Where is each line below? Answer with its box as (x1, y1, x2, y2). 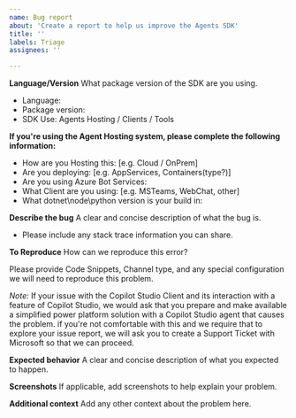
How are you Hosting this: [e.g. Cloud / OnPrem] (21, 158, 199, 168)
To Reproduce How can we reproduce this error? (9, 247, 188, 258)
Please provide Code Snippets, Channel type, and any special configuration (9, 264, 285, 275)
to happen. (9, 364, 49, 375)
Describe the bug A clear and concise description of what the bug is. (9, 213, 262, 223)
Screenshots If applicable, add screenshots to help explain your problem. (9, 382, 277, 392)
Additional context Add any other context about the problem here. (9, 399, 252, 409)
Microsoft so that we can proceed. (9, 337, 134, 348)
